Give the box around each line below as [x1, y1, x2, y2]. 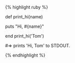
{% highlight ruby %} [5, 4, 48, 10]
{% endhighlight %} [5, 52, 46, 58]
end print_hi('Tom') [5, 33, 44, 39]
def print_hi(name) [5, 14, 43, 19]
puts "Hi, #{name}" [5, 23, 44, 29]
